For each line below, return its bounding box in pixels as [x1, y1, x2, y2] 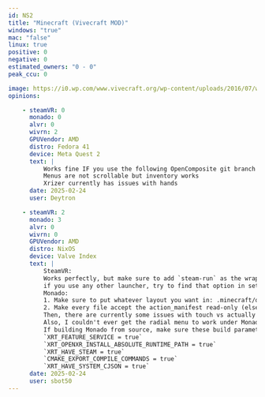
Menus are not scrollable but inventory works [43, 172, 200, 180]
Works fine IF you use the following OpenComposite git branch [43, 165, 256, 173]
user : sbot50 [28, 377, 73, 385]
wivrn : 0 [28, 230, 58, 238]
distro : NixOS [28, 245, 77, 253]
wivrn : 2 [28, 128, 58, 137]
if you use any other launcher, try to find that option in [43, 282, 245, 290]
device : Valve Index [28, 253, 97, 260]
